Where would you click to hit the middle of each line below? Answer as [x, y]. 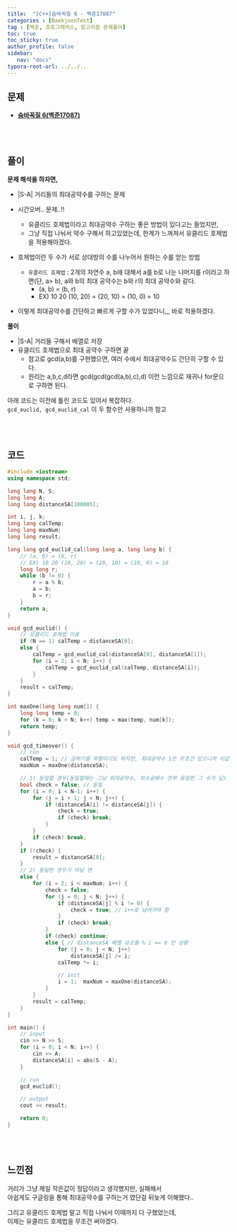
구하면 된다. [52, 386]
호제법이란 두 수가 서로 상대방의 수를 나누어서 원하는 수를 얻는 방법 [109, 257]
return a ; [35, 609]
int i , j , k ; [26, 517]
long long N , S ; [31, 491]
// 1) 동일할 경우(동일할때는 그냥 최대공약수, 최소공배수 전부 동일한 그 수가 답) [123, 778]
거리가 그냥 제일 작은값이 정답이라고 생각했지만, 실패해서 [85, 1188]
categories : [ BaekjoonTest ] [50, 21]
